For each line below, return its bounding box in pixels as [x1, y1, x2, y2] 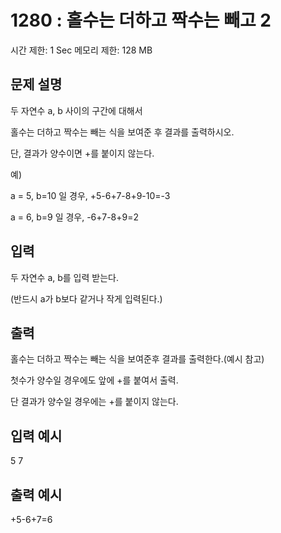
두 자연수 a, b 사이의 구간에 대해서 [10, 104, 143, 116]
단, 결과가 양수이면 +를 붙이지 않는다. [10, 147, 155, 159]
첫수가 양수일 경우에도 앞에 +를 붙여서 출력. [10, 374, 179, 386]
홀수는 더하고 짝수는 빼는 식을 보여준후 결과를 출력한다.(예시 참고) [10, 353, 265, 365]
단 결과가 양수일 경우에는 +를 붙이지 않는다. [10, 396, 179, 408]
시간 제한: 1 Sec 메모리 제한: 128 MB [10, 44, 153, 56]
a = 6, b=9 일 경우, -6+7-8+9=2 [10, 211, 140, 223]
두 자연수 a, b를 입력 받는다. [10, 271, 119, 283]
